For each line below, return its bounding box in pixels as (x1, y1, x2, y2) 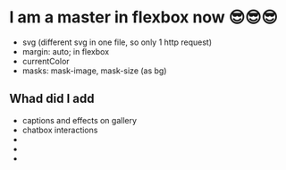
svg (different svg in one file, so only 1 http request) (21, 37, 213, 47)
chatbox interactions (21, 124, 98, 135)
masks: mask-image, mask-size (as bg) (21, 65, 167, 76)
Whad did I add (9, 91, 95, 106)
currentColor (21, 55, 70, 66)
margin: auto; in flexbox (21, 46, 110, 56)
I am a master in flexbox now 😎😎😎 (9, 7, 279, 28)
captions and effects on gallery (21, 115, 137, 125)
